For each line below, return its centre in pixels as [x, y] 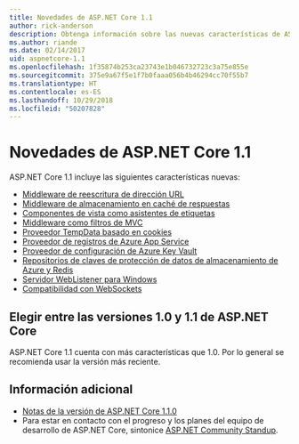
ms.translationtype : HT [53, 84]
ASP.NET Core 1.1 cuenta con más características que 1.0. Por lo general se [147, 352]
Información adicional [71, 389]
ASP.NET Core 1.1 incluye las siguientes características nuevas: [125, 177]
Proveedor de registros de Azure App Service [105, 242]
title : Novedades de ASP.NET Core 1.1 [81, 17]
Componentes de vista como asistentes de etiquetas [118, 214]
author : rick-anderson [51, 26]
